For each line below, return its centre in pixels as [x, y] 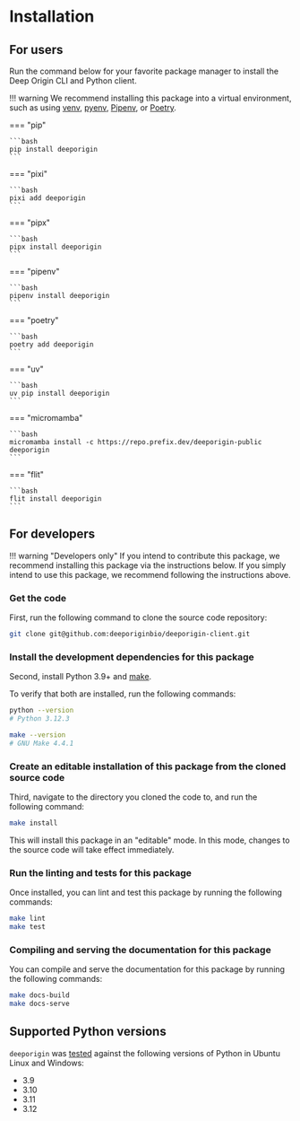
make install [34, 823]
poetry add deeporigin [51, 345]
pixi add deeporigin [48, 198]
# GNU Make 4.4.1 [42, 743]
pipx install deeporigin [56, 247]
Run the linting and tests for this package [101, 872]
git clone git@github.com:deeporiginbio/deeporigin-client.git [130, 635]
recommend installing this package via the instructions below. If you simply [148, 565]
